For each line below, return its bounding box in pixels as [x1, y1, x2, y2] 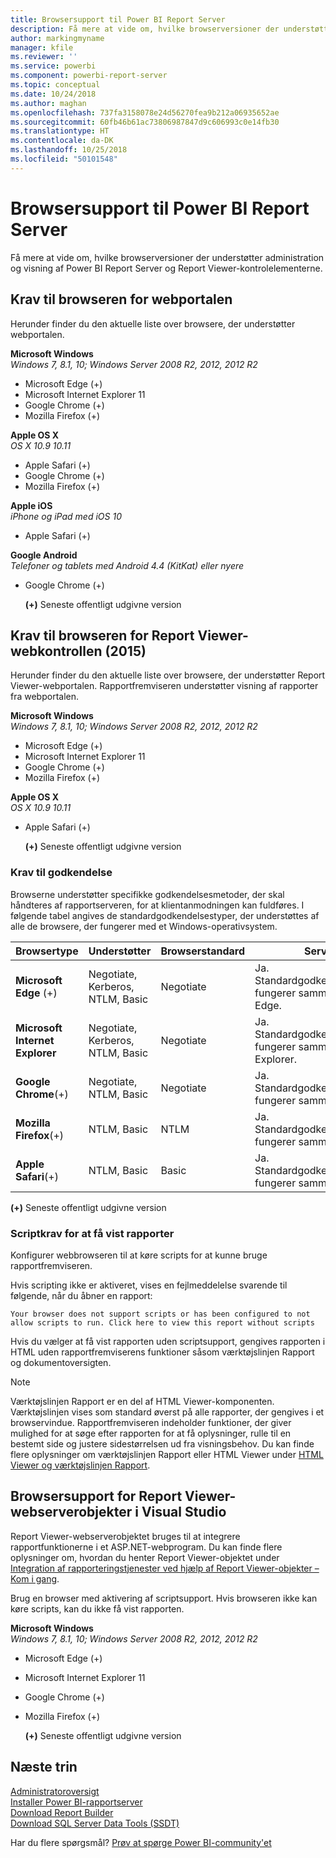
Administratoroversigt [10, 1785, 100, 1797]
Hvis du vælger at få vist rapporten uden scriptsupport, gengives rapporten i [10, 1335, 326, 1347]
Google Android [10, 549, 78, 561]
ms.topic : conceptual [10, 80, 101, 90]
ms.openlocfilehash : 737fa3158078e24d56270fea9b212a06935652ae [10, 107, 280, 118]
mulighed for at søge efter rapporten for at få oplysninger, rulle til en [10, 1427, 292, 1439]
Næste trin [10, 1759, 78, 1776]
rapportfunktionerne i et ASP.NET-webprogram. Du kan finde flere [10, 1541, 283, 1553]
